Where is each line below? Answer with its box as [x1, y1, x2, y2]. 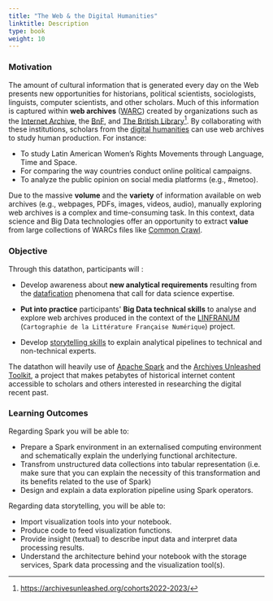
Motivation [8, 62, 53, 73]
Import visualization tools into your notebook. [19, 516, 172, 526]
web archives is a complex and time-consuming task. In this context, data [8, 208, 254, 218]
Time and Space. [19, 158, 77, 168]
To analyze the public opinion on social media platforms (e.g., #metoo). [19, 175, 258, 185]
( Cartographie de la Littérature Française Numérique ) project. [19, 321, 236, 331]
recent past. [8, 387, 49, 397]
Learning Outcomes [8, 407, 89, 419]
